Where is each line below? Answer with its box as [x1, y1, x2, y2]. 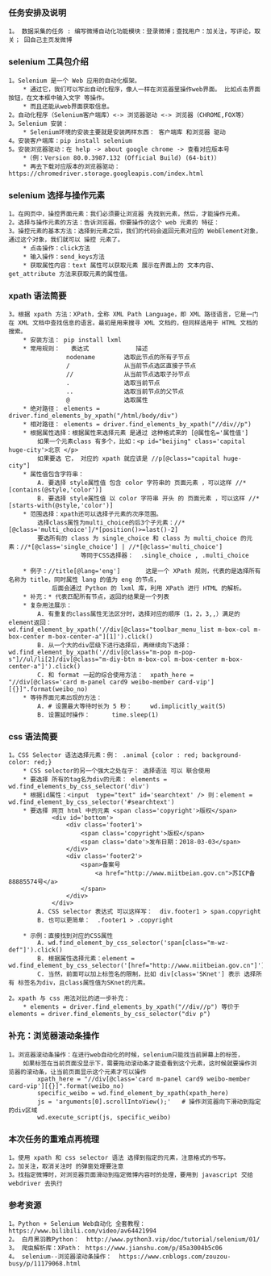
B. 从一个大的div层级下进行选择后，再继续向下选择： [37, 642, 191, 650]
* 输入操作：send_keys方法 [23, 253, 105, 261]
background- [201, 751, 242, 759]
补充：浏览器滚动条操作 [8, 1031, 99, 1042]
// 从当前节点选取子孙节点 [65, 370, 190, 379]
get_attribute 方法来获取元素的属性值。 [8, 270, 131, 278]
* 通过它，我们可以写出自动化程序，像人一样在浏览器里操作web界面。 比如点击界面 [23, 85, 261, 94]
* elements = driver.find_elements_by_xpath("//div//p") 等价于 [23, 1003, 240, 1011]
